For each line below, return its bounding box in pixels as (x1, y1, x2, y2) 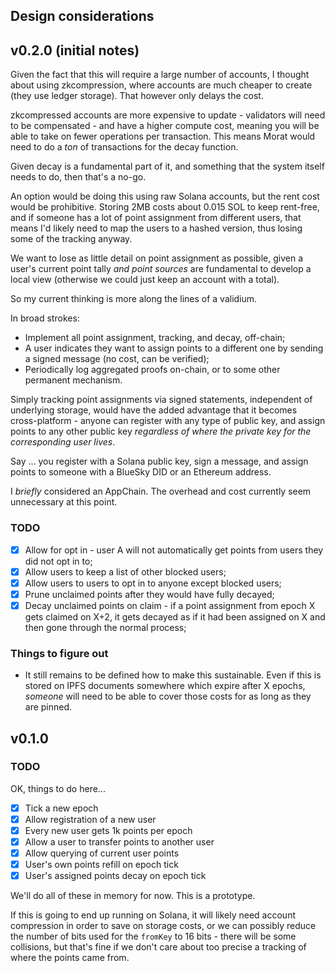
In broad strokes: (10, 312, 80, 324)
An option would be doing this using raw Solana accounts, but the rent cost (10, 190, 320, 203)
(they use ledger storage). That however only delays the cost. (10, 90, 264, 102)
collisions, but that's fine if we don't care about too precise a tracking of (10, 941, 307, 953)
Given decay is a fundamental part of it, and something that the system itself (10, 160, 325, 173)
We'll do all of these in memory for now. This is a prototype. (10, 890, 256, 902)
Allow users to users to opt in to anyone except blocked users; (24, 577, 282, 589)
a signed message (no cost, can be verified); (24, 353, 210, 365)
